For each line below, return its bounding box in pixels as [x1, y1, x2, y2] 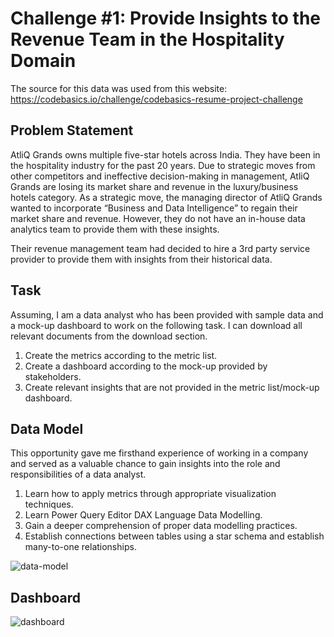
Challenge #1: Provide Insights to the [10, 7, 322, 30]
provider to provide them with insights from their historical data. [10, 253, 273, 265]
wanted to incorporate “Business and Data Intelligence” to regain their [10, 202, 298, 214]
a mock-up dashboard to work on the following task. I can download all [10, 319, 303, 331]
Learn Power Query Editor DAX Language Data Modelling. [24, 509, 263, 521]
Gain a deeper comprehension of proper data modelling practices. [24, 520, 298, 532]
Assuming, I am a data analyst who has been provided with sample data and [10, 308, 324, 321]
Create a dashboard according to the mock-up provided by [24, 360, 268, 372]
